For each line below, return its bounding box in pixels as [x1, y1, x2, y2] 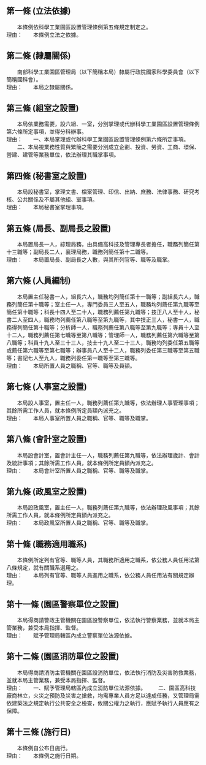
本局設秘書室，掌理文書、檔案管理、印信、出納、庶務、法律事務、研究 [17, 188, 194, 196]
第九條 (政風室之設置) [6, 486, 87, 497]
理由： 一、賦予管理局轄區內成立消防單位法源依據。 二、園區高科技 [6, 684, 196, 691]
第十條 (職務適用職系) [6, 539, 87, 549]
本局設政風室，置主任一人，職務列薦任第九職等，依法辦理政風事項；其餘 [17, 504, 200, 511]
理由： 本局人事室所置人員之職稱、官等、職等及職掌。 [6, 414, 151, 422]
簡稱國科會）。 [6, 75, 42, 83]
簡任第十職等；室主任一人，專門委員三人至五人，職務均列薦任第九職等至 [17, 300, 200, 308]
